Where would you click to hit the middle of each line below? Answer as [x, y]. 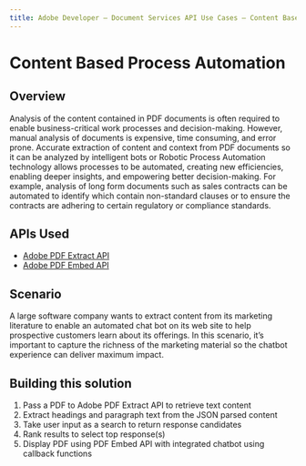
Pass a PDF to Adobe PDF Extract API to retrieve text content [137, 405]
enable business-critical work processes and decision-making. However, [146, 127]
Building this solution [71, 383]
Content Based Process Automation [148, 62]
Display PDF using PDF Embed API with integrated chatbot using [143, 444]
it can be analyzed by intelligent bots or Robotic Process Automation [138, 157]
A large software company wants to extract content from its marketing [141, 316]
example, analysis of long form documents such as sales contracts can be [149, 186]
